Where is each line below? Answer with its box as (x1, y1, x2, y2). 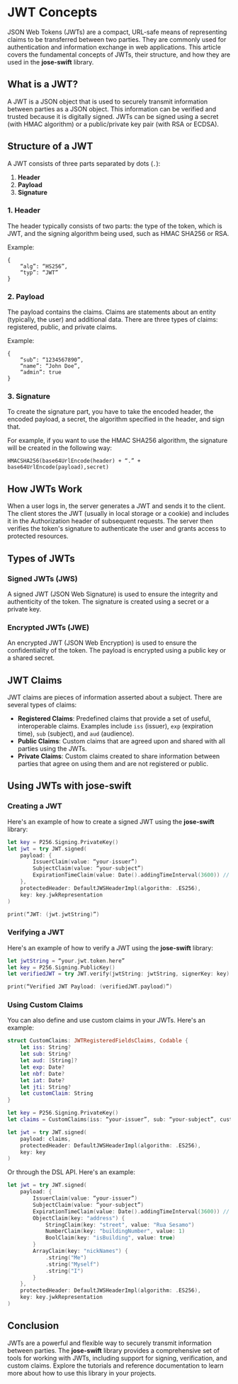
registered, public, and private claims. (7, 323, 118, 332)
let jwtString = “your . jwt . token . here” (7, 957, 125, 964)
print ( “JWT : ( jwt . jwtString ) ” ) (7, 911, 100, 918)
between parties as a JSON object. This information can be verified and (7, 104, 217, 113)
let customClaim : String (20, 1090, 93, 1097)
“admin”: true (20, 369, 62, 376)
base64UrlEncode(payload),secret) (7, 463, 110, 471)
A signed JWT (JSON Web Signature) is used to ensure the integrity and (7, 590, 218, 598)
